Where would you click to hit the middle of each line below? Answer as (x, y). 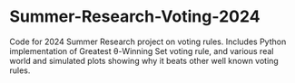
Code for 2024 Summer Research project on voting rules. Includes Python (148, 41)
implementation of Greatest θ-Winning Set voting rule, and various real (142, 51)
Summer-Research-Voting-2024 (135, 17)
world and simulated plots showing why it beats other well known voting (144, 60)
